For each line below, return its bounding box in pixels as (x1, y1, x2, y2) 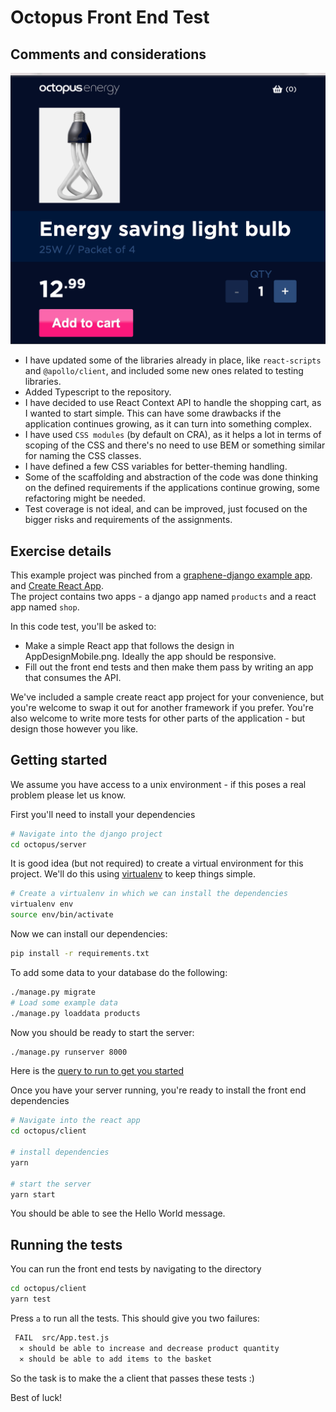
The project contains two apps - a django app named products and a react (10, 590, 317, 602)
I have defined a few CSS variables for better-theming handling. (24, 461, 288, 473)
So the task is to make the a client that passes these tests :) (10, 1372, 255, 1384)
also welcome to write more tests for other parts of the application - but (10, 712, 306, 724)
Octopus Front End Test (10, 6, 210, 29)
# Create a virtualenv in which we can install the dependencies (10, 889, 288, 899)
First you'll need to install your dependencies (10, 808, 196, 820)
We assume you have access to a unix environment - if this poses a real (10, 778, 307, 790)
